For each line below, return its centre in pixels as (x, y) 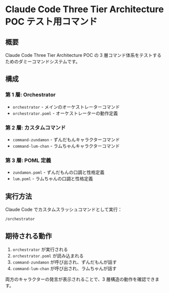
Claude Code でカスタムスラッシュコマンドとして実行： (64, 210)
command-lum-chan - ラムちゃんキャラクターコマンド (66, 146)
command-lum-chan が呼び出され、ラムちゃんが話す (65, 268)
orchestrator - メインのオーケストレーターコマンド (66, 107)
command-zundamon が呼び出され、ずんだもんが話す (65, 262)
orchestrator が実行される (40, 249)
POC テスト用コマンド (51, 22)
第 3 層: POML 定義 (28, 160)
